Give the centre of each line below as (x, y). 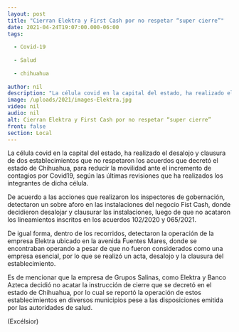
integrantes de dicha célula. (48, 183)
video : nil (23, 107)
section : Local (30, 133)
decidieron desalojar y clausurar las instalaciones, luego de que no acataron (119, 212)
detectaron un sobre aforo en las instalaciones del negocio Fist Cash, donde (119, 205)
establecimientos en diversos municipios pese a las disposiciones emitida (116, 300)
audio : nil (23, 113)
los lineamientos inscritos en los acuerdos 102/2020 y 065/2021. (102, 220)
